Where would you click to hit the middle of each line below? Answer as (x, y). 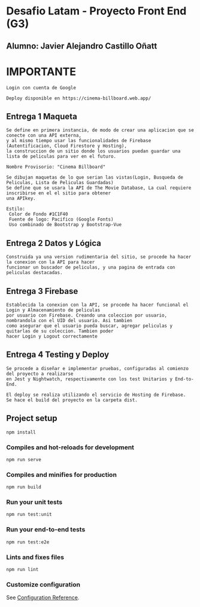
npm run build (24, 487)
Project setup (32, 418)
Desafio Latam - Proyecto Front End (96, 11)
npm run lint (22, 570)
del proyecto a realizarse (40, 374)
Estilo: (16, 209)
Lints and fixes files (35, 557)
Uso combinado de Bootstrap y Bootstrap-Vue (65, 225)
